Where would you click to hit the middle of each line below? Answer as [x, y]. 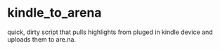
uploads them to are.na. [41, 39]
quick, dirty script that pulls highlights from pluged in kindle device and [110, 32]
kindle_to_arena [54, 13]
